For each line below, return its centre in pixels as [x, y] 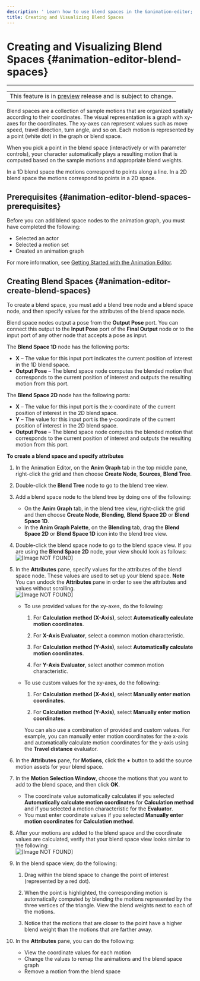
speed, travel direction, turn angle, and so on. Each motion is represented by [100, 130]
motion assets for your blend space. [59, 767]
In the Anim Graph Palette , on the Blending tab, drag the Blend [102, 527]
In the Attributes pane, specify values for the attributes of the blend [98, 570]
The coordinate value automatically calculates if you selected [99, 796]
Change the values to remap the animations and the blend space [103, 959]
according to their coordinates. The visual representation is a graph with [95, 117]
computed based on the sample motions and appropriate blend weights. [95, 161]
